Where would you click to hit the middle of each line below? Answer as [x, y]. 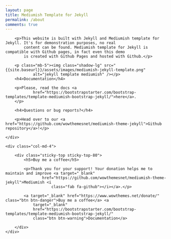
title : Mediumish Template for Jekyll [47, 15]
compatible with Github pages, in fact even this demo [65, 52]
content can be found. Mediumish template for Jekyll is [86, 48]
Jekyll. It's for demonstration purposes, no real [61, 43]
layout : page [19, 10]
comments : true [22, 24]
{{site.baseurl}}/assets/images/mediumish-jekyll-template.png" [75, 70]
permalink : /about [25, 20]
